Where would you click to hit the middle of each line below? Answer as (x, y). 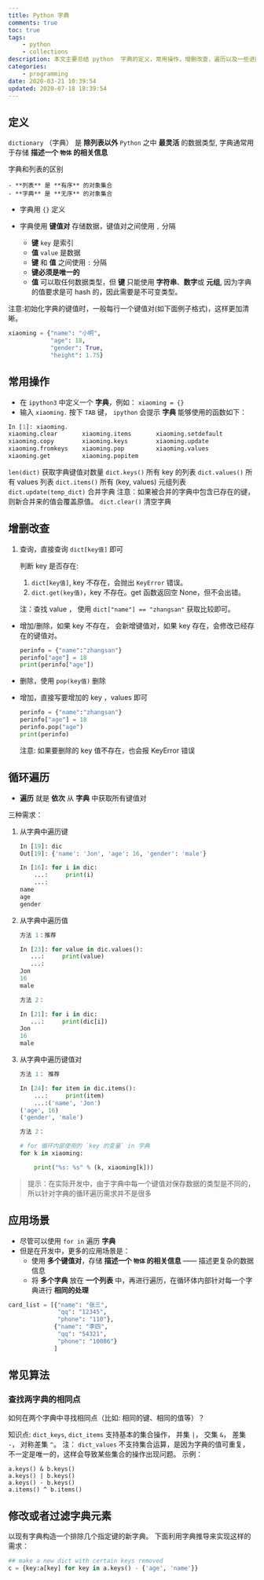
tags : (17, 37)
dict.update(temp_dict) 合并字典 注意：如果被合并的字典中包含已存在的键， (132, 491)
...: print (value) (67, 957)
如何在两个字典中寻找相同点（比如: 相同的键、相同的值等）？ (106, 1418)
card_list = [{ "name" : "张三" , (58, 1305)
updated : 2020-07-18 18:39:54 (58, 88)
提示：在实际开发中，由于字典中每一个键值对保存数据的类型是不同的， (141, 1183)
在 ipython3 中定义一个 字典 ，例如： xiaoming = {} (102, 402)
